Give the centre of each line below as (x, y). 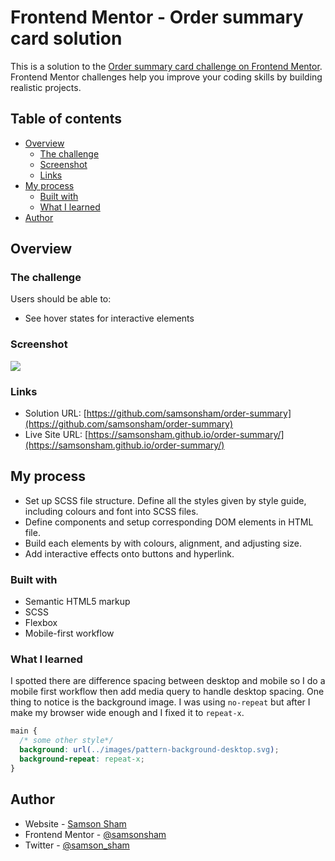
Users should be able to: (61, 299)
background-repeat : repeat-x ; (82, 759)
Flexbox (41, 623)
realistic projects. (46, 87)
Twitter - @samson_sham (77, 845)
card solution (66, 38)
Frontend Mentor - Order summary (157, 17)
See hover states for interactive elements (109, 318)
